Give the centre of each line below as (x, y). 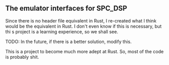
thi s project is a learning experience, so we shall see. (62, 31)
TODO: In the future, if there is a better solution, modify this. (69, 41)
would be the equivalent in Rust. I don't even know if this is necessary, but (83, 26)
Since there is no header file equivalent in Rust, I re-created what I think (81, 20)
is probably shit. (22, 57)
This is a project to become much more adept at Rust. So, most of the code (84, 51)
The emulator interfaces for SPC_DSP (66, 8)
